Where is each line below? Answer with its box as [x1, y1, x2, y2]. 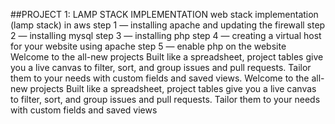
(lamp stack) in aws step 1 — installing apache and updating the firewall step [10, 19, 326, 31]
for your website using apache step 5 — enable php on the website [10, 40, 287, 52]
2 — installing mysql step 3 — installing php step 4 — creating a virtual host [10, 30, 322, 41]
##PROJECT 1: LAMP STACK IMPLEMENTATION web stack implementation [10, 9, 319, 20]
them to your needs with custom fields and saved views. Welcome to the [10, 72, 310, 84]
